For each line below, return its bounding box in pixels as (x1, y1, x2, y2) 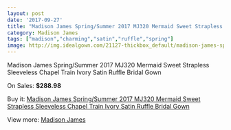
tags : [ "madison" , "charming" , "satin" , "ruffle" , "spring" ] (7, 36, 174, 43)
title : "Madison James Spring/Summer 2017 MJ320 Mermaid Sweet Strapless (7, 23, 223, 30)
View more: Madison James (7, 116, 86, 124)
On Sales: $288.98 (7, 82, 62, 89)
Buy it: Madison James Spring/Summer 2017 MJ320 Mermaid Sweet (7, 95, 201, 103)
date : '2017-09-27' (7, 17, 63, 23)
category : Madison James (7, 29, 78, 36)
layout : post (7, 10, 45, 17)
